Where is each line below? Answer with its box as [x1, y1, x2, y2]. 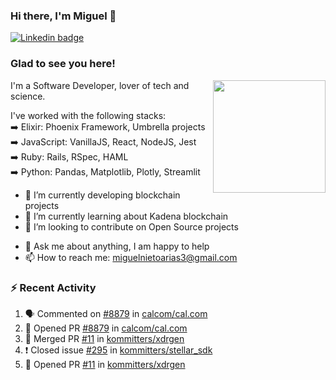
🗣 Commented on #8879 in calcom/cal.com [24, 307, 208, 319]
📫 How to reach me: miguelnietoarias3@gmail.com [24, 251, 238, 263]
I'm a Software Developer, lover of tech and [10, 79, 190, 91]
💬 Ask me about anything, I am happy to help [24, 240, 210, 252]
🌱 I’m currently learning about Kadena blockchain [24, 210, 229, 222]
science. [10, 90, 46, 102]
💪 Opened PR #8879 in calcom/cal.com [24, 322, 188, 334]
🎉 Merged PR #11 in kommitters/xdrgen [24, 332, 185, 344]
